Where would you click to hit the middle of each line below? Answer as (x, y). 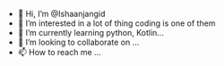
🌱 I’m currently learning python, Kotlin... (90, 33)
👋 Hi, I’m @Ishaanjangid (61, 14)
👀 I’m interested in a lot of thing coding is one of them (116, 23)
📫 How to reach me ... (59, 52)
